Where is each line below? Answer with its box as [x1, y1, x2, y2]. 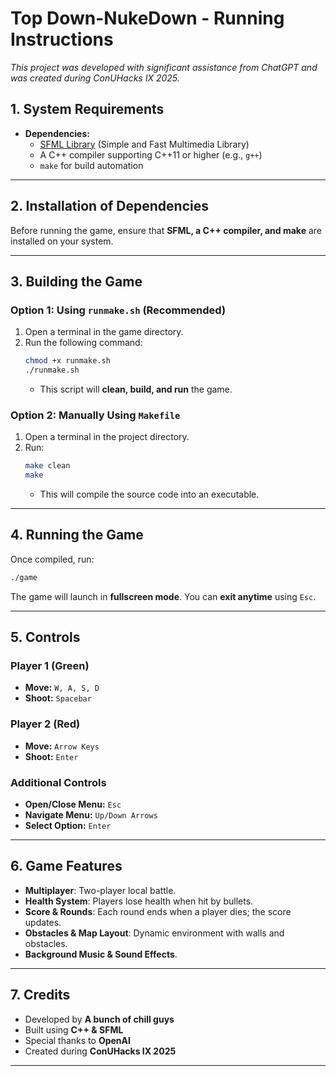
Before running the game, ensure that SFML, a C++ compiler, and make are [10, 224, 322, 236]
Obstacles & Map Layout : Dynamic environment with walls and [24, 927, 285, 939]
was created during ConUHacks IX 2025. [10, 72, 180, 84]
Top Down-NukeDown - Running [10, 7, 285, 30]
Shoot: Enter [24, 750, 79, 762]
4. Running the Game [10, 527, 144, 544]
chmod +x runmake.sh [24, 356, 111, 366]
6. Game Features [10, 858, 123, 875]
